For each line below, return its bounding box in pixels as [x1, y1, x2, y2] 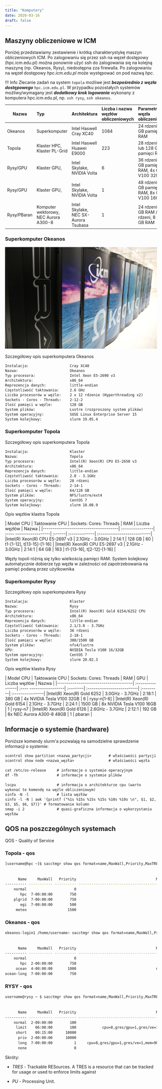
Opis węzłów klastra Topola [5, 511, 60, 517]
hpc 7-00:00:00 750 [20, 892, 77, 897]
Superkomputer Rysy [5, 578, 56, 585]
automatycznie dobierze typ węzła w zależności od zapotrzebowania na [5, 561, 148, 567]
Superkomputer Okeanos [5, 236, 66, 243]
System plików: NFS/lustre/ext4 [5, 493, 103, 498]
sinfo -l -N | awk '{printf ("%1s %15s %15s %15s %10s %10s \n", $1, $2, [5, 797, 157, 802]
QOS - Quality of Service [5, 837, 54, 844]
